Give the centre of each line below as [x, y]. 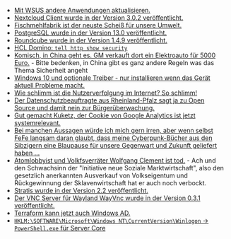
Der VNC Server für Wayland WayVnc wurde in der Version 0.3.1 [107, 198]
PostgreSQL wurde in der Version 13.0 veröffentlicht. [90, 33]
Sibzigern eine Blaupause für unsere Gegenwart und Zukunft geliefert [115, 145]
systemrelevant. [37, 123]
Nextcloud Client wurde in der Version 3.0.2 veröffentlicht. [99, 18]
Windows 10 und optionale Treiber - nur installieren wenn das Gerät [112, 78]
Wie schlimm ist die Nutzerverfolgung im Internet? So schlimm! [106, 93]
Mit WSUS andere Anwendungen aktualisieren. [82, 10]
